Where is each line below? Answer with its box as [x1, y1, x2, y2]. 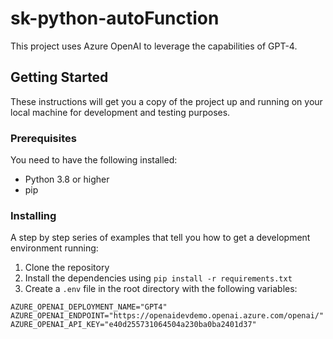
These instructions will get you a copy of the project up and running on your [10, 95, 323, 107]
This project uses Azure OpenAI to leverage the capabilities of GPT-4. [10, 40, 298, 52]
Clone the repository [24, 262, 110, 274]
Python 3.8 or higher [24, 173, 110, 186]
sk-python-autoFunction [10, 7, 220, 30]
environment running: [10, 242, 99, 254]
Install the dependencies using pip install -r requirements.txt [24, 272, 293, 284]
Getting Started [10, 69, 109, 86]
